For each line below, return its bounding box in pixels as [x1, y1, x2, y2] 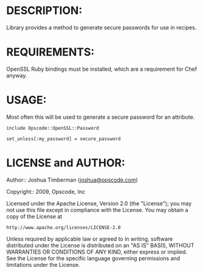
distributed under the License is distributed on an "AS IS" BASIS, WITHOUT [6, 241, 194, 249]
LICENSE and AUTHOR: [6, 156, 126, 169]
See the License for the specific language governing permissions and [6, 254, 181, 262]
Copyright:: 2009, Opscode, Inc [6, 188, 86, 195]
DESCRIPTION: [6, 4, 83, 18]
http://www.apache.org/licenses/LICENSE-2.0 [6, 224, 121, 230]
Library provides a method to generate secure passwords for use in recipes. [6, 24, 197, 31]
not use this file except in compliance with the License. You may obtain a [6, 206, 188, 213]
